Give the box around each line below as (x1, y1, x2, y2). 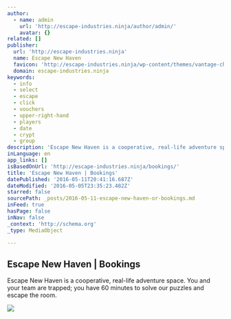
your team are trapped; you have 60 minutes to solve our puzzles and (7, 284, 204, 292)
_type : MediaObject (7, 227, 63, 234)
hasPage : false (7, 208, 51, 215)
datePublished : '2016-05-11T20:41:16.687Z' (7, 176, 134, 182)
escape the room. (7, 291, 57, 299)
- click (13, 99, 36, 106)
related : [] (7, 36, 41, 43)
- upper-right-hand (13, 112, 69, 119)
